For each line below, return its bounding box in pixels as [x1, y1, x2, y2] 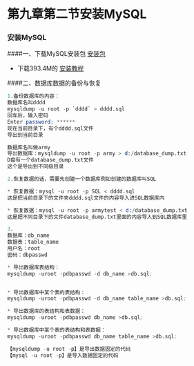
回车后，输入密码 [7, 112, 49, 119]
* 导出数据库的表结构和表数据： [7, 308, 86, 315]
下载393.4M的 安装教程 [17, 64, 84, 73]
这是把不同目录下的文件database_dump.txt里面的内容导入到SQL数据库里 [7, 213, 188, 220]
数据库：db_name [7, 232, 50, 239]
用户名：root [7, 245, 41, 252]
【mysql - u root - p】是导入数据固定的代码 [7, 351, 119, 359]
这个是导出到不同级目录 [7, 163, 64, 170]
